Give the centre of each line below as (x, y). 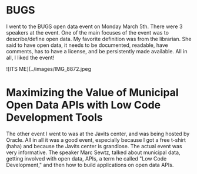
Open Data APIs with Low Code (83, 105)
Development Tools (54, 117)
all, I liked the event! (30, 57)
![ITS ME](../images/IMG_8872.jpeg (49, 69)
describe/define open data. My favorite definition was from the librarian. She (99, 39)
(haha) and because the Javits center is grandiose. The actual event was (94, 146)
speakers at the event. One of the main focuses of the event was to (88, 32)
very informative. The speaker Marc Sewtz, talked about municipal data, (93, 152)
